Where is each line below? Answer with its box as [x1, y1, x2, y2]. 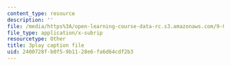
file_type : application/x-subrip [7, 29, 103, 36]
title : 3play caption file [7, 42, 85, 49]
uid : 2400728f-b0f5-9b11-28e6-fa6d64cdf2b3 [7, 49, 134, 56]
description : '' [7, 16, 54, 23]
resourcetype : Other [7, 36, 67, 43]
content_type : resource [7, 10, 76, 17]
